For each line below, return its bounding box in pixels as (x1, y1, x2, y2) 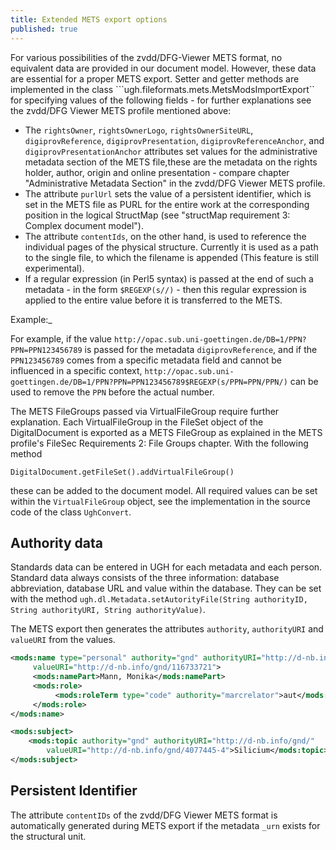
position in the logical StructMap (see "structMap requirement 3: (24, 209, 291, 221)
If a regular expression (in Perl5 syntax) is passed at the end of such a (24, 272, 314, 285)
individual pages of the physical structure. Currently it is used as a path (24, 241, 319, 253)
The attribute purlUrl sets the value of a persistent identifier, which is (24, 187, 312, 200)
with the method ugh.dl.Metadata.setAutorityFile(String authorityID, (10, 593, 308, 605)
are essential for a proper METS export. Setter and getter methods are (10, 72, 300, 85)
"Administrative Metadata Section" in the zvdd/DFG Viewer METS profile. (24, 177, 326, 189)
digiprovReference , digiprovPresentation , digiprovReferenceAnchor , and (24, 134, 325, 146)
